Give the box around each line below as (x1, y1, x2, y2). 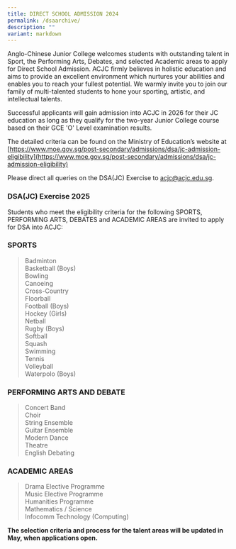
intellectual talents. (7, 95, 62, 104)
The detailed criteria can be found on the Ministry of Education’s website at (7, 138, 227, 146)
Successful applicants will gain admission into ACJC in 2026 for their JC (7, 109, 218, 117)
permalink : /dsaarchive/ (7, 17, 81, 24)
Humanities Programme (24, 497, 94, 506)
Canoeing (24, 279, 53, 287)
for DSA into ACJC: (7, 223, 64, 231)
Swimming (24, 347, 56, 355)
